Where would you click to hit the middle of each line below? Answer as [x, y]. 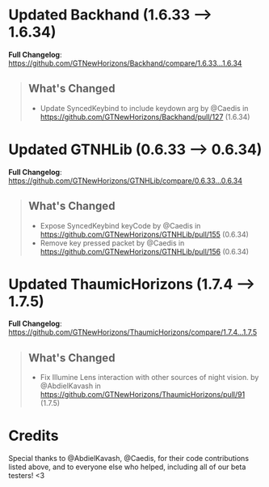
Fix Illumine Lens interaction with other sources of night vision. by [149, 378]
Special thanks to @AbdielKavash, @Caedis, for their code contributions [128, 459]
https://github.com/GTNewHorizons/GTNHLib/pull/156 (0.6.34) [144, 251]
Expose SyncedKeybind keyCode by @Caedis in [120, 225]
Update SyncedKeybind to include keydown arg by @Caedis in [144, 108]
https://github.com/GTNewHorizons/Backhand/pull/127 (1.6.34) [145, 117]
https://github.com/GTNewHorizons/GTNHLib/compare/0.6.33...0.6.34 [126, 181]
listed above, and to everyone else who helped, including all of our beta [127, 467]
